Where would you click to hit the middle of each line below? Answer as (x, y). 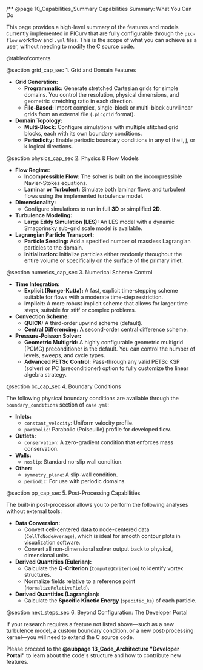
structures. (38, 575)
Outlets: (25, 436)
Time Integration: (37, 284)
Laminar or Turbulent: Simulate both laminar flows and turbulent (105, 189)
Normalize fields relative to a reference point (80, 581)
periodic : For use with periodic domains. (75, 481)
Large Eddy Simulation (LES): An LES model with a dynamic (99, 222)
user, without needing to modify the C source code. (71, 46)
